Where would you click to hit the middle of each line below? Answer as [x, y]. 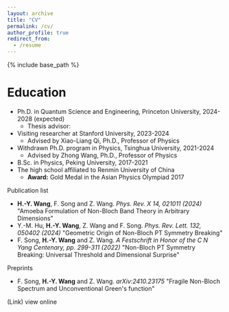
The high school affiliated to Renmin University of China [96, 169]
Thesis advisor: [49, 126]
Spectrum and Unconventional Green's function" [86, 288]
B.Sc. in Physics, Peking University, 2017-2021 [82, 163]
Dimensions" [35, 218]
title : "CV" [24, 20]
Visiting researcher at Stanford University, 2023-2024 [93, 133]
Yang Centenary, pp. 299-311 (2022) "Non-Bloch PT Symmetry [106, 247]
